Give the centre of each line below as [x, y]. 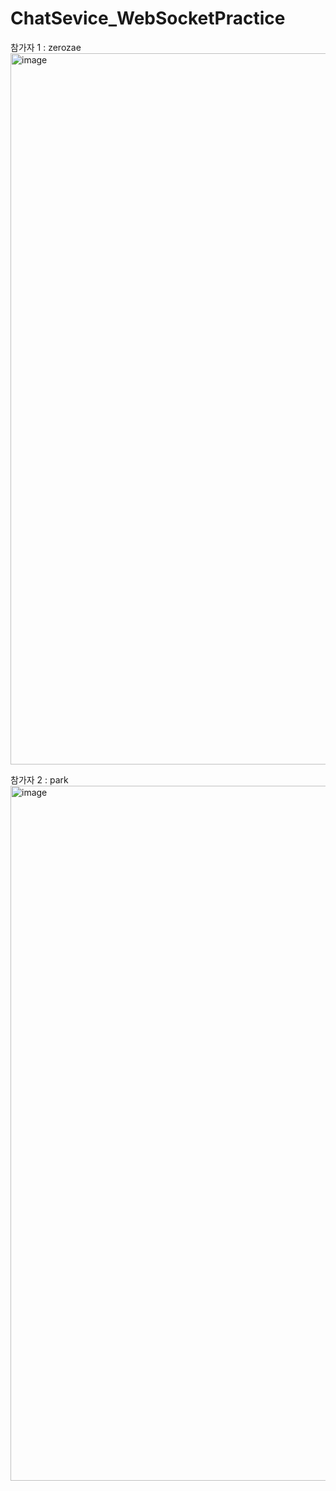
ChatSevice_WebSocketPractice [148, 18]
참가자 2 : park [39, 779]
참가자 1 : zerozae [46, 47]
